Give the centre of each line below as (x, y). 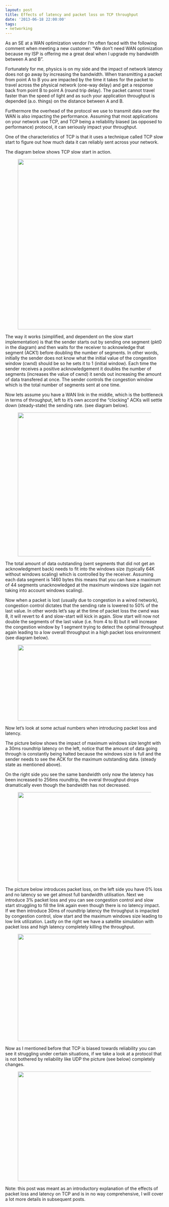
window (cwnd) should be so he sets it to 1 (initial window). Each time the (81, 364)
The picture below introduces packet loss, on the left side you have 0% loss (84, 889)
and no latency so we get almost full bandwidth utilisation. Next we (75, 895)
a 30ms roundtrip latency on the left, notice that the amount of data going (81, 748)
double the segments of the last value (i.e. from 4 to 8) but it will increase (81, 622)
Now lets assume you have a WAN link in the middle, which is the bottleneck (84, 395)
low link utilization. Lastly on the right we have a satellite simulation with (79, 922)
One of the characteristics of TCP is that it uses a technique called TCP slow (84, 137)
